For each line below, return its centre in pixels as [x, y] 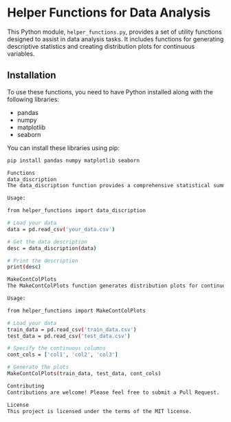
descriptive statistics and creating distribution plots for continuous [101, 46]
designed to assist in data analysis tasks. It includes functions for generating [115, 39]
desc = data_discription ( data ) [52, 248]
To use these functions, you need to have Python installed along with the [110, 92]
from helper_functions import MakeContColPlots [77, 310]
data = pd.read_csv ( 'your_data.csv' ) [61, 229]
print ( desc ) [24, 267]
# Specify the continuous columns [57, 348]
